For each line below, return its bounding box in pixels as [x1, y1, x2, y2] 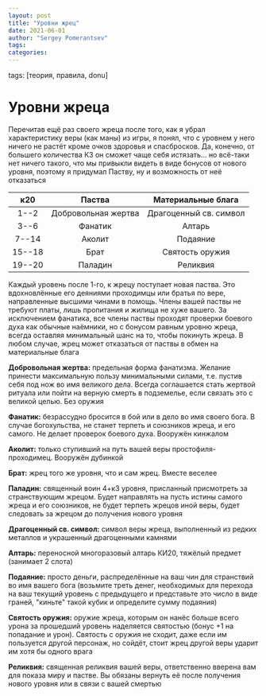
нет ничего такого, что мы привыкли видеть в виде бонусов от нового [8, 158, 247, 168]
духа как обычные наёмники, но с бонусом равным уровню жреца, [8, 321, 238, 331]
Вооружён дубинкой [54, 453, 124, 462]
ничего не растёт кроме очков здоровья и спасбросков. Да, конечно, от [8, 141, 256, 151]
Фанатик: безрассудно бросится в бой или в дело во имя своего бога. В [8, 411, 256, 422]
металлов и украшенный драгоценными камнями [8, 532, 177, 542]
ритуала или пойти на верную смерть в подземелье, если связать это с [8, 387, 253, 398]
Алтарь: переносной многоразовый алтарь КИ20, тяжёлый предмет [8, 548, 241, 558]
